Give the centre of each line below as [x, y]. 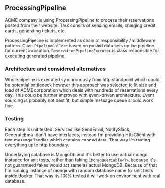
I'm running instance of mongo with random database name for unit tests [79, 171]
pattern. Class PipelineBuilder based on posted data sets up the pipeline [80, 45]
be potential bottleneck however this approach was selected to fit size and [81, 85]
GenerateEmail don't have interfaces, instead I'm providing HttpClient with [80, 135]
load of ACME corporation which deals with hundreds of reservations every [82, 90]
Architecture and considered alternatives [55, 69]
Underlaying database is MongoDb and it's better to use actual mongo [76, 155]
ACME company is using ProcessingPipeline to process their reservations [80, 20]
